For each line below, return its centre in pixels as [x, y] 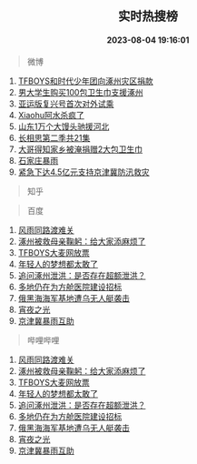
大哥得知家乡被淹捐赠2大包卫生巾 [80, 149]
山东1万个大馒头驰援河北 [64, 126]
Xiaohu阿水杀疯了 [51, 115]
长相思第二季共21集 [54, 137]
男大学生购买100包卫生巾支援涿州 [80, 92]
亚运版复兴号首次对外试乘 [66, 104]
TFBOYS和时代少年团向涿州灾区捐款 [85, 81]
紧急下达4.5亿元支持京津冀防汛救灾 [84, 172]
